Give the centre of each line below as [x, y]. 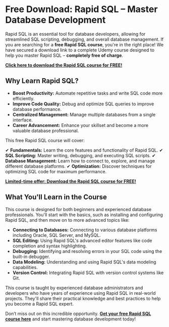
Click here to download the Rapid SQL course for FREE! [64, 65]
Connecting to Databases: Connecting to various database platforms [85, 230]
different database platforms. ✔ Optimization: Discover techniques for [78, 166]
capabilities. [25, 267]
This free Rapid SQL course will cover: [45, 140]
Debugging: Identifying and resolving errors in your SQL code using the [87, 251]
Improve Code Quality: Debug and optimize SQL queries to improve [83, 104]
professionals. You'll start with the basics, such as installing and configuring [84, 215]
